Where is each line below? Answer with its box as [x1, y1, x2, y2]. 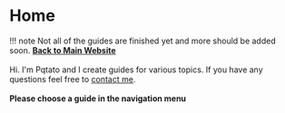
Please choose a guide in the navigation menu [9, 92, 187, 104]
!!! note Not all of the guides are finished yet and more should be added [9, 35, 276, 46]
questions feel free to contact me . [9, 73, 136, 84]
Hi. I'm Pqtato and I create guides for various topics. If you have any [9, 64, 263, 75]
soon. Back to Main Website [9, 44, 116, 55]
